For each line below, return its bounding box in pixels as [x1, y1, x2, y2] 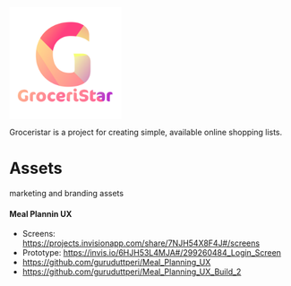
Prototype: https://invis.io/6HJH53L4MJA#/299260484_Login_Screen [21, 247, 282, 258]
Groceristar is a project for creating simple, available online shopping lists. [9, 127, 283, 137]
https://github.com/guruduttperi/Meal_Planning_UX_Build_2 [21, 266, 242, 277]
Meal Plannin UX [9, 208, 73, 219]
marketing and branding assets [9, 187, 124, 198]
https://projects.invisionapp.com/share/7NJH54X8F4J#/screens [21, 238, 261, 248]
